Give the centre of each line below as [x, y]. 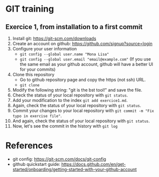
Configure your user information [45, 49]
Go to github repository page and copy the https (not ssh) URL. [83, 80]
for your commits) [38, 69]
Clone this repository [33, 74]
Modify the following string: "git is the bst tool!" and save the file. [77, 90]
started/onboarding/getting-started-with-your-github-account [75, 169]
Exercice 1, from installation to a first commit [74, 27]
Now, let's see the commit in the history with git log [65, 126]
